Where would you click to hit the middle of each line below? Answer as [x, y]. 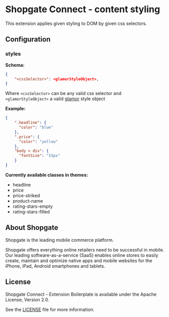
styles [13, 54]
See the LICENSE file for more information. [50, 309]
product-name [28, 201]
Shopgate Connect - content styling [83, 9]
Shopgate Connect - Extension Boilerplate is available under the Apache [81, 294]
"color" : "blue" [36, 128]
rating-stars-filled [31, 211]
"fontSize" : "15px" [39, 156]
